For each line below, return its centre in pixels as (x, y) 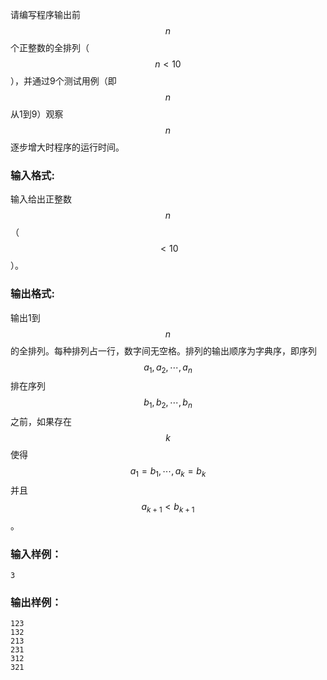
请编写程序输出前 (45, 14)
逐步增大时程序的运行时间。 (67, 147)
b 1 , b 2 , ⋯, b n (168, 403)
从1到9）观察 (37, 114)
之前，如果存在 (41, 422)
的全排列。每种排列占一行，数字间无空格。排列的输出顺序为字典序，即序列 (163, 350)
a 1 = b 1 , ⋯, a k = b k (168, 472)
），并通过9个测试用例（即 (63, 81)
